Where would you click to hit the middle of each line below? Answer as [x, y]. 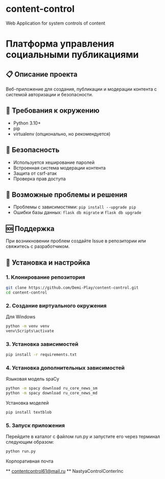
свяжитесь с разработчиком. [38, 246]
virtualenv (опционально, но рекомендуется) [62, 134]
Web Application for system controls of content [55, 23]
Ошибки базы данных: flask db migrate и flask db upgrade [77, 213]
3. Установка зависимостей [42, 344]
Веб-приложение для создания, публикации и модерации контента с [81, 89]
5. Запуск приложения [36, 425]
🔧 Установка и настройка [48, 263]
